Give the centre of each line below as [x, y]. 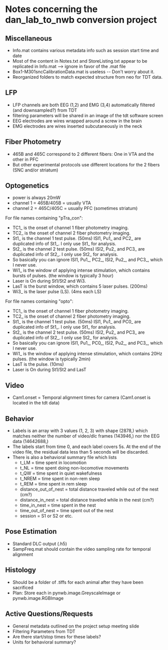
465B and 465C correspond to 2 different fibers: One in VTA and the [83, 154]
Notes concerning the [51, 9]
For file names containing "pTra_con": [44, 218]
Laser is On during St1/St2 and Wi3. [49, 281]
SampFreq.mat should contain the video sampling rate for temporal [82, 549]
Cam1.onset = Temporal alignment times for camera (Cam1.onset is [81, 397]
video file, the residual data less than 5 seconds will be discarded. [80, 452]
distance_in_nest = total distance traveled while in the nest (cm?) [87, 500]
